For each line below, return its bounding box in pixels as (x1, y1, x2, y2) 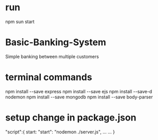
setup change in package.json (5, 112, 137, 123)
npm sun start (5, 18, 35, 25)
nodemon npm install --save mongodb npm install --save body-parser (5, 94, 153, 100)
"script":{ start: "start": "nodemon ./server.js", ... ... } (5, 129, 115, 135)
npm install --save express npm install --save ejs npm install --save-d (5, 88, 152, 94)
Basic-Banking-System (5, 36, 106, 48)
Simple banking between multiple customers (5, 53, 99, 59)
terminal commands (5, 71, 93, 83)
